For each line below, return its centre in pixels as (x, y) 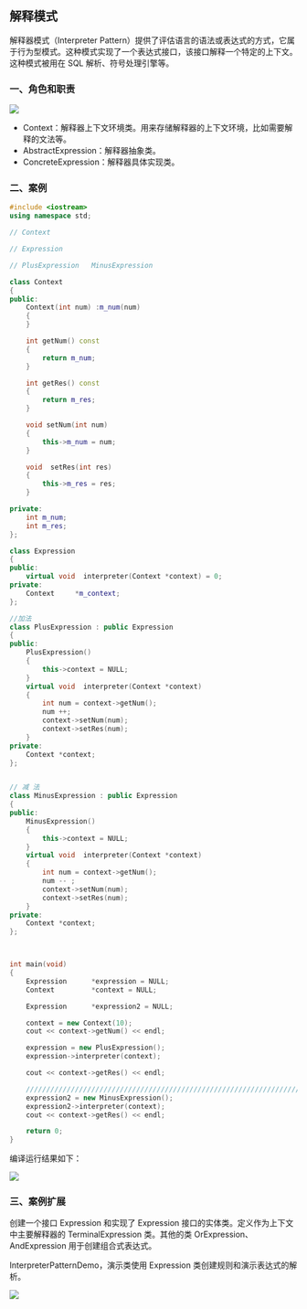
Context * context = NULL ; (91, 990)
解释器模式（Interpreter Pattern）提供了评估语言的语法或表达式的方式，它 (148, 40)
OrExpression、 (224, 1235)
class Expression (42, 551)
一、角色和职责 (42, 89)
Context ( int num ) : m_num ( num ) (84, 308)
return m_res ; (69, 400)
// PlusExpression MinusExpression (81, 265)
